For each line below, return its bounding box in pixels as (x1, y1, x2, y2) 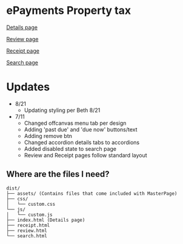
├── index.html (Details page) (6, 217, 85, 223)
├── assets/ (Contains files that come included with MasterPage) (6, 190, 178, 197)
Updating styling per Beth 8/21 (24, 107, 101, 114)
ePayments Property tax (6, 4, 131, 18)
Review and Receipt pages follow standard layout (24, 151, 147, 159)
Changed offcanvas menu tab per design (24, 119, 127, 127)
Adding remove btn (24, 132, 73, 139)
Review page (6, 35, 39, 42)
